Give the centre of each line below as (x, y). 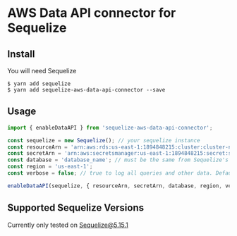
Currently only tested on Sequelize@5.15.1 (68, 225)
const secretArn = (34, 154)
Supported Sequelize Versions (76, 208)
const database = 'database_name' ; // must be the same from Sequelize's (118, 160)
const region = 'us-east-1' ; (50, 167)
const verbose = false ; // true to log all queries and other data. (110, 173)
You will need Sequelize (42, 71)
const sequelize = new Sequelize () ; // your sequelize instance (104, 140)
